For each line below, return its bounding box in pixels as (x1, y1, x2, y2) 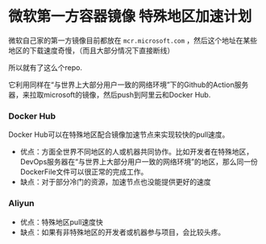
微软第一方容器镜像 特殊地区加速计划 (8, 7, 252, 26)
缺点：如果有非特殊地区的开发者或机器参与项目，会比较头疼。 (19, 227, 226, 237)
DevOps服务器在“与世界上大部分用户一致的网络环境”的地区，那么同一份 (19, 157, 258, 167)
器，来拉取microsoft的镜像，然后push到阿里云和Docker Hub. (8, 89, 211, 99)
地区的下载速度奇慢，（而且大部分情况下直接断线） (8, 45, 175, 55)
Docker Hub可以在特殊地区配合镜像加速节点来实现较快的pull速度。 (8, 130, 230, 139)
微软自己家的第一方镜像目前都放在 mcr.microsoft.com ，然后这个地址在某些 (8, 35, 258, 45)
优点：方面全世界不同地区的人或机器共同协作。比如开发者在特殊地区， (19, 147, 254, 157)
